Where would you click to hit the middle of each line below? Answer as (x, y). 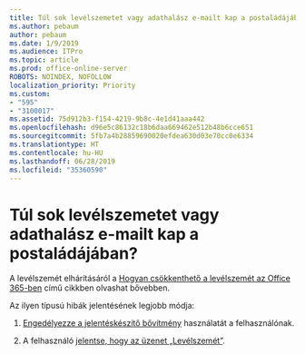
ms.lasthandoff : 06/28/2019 (63, 161)
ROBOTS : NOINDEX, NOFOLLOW (60, 77)
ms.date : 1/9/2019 (44, 43)
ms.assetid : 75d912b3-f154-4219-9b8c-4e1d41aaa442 (107, 119)
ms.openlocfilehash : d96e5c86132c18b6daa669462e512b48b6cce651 (132, 128)
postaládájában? (74, 253)
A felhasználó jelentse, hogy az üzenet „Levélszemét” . (123, 340)
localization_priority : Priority (73, 85)
